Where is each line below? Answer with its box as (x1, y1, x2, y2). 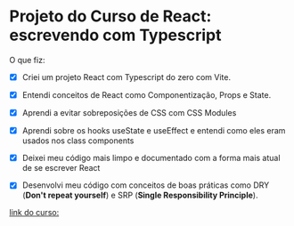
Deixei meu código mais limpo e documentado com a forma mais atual (21, 153, 281, 164)
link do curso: (9, 207, 60, 218)
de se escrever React (21, 163, 101, 174)
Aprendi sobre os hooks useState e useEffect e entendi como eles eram (21, 125, 286, 136)
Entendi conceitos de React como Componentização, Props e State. (21, 90, 272, 100)
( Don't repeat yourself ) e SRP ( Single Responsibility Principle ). (21, 190, 258, 201)
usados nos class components (21, 135, 135, 146)
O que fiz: (9, 54, 45, 65)
